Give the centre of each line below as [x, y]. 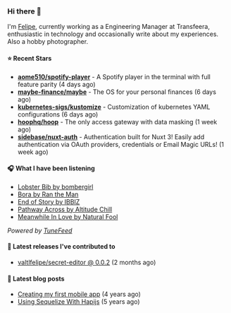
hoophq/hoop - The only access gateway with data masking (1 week [117, 122]
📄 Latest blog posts [36, 278]
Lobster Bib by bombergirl [55, 187]
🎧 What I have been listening [51, 168]
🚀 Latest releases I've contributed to [61, 247]
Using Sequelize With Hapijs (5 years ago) [79, 302]
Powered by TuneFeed [40, 230]
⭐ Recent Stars [30, 58]
